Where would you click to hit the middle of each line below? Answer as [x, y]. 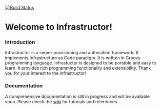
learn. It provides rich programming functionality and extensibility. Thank [78, 68]
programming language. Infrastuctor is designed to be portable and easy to [81, 63]
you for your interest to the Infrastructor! [46, 73]
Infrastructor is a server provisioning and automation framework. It [72, 53]
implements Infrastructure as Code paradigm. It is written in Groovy [73, 58]
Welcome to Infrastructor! [59, 27]
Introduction [20, 42]
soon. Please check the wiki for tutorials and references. [62, 101]
